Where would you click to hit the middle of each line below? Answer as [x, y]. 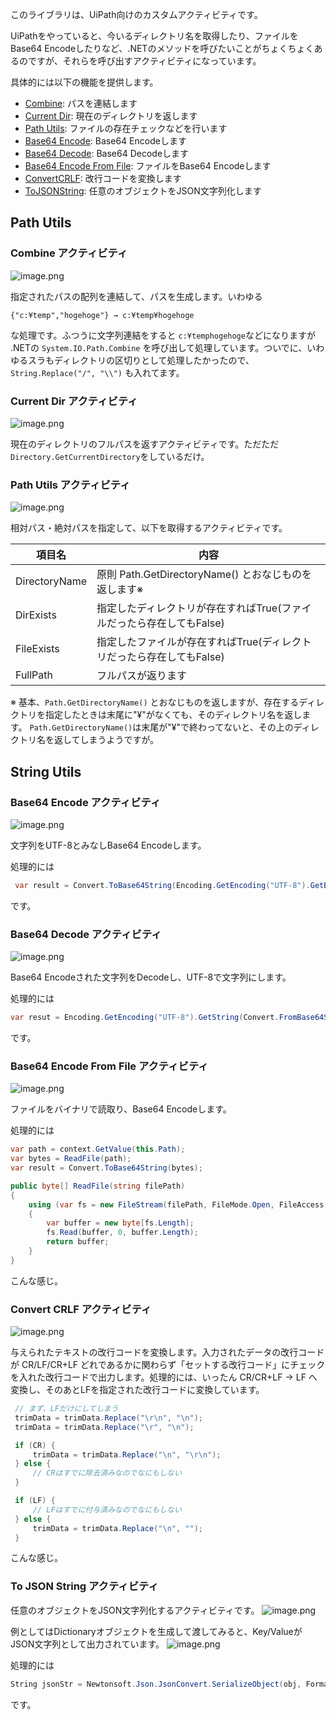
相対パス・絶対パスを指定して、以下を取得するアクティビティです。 [149, 528]
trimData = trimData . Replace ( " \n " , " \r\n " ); [127, 1454]
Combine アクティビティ [69, 253]
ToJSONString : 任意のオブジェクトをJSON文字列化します [143, 191]
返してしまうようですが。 [106, 740]
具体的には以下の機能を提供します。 [84, 82]
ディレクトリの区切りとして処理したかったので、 [154, 360]
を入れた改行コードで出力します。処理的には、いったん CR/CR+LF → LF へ [164, 1377]
